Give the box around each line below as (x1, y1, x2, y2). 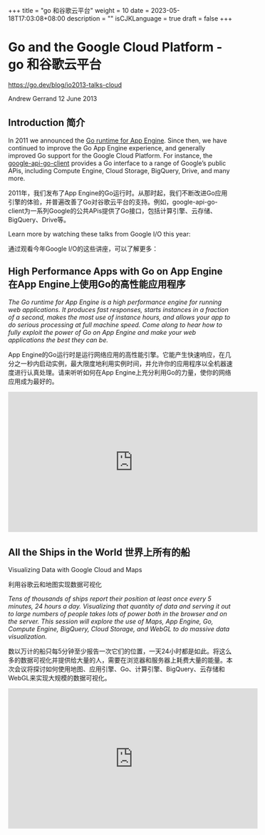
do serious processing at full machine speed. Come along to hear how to (8, 320, 223, 329)
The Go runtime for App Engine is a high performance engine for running (8, 298, 222, 306)
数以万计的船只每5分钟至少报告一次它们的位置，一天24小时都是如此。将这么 (8, 647, 232, 655)
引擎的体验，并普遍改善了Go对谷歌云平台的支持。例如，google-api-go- (8, 197, 218, 206)
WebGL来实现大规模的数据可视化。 (8, 674, 111, 683)
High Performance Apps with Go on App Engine (8, 266, 223, 278)
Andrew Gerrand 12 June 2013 (8, 94, 98, 103)
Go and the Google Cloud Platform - (8, 39, 223, 56)
